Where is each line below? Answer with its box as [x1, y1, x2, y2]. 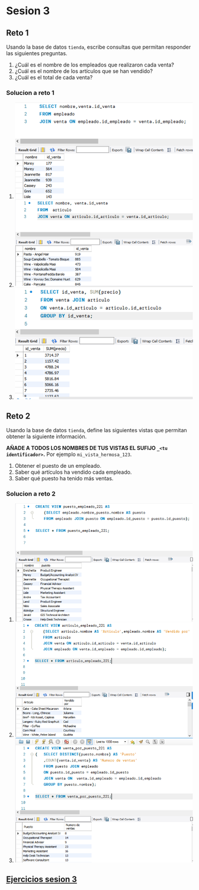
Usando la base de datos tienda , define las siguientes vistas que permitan [6, 427, 188, 434]
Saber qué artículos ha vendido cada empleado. [14, 468, 132, 476]
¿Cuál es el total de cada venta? [14, 74, 93, 81]
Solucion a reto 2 [6, 489, 56, 497]
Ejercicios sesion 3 [6, 874, 77, 884]
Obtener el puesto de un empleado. [14, 462, 102, 470]
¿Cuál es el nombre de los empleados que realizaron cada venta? [14, 61, 175, 68]
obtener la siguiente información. [6, 433, 87, 440]
